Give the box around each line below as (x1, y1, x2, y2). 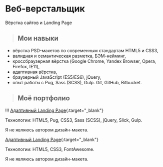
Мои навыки (17, 34, 58, 43)
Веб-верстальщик (5, 3, 85, 15)
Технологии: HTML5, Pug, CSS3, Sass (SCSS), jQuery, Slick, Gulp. (5, 117, 142, 123)
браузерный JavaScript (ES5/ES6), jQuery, (12, 74, 101, 80)
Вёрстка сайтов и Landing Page (5, 20, 72, 26)
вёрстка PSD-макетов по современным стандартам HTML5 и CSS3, (12, 47, 158, 53)
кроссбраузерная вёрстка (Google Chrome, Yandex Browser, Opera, (12, 58, 156, 64)
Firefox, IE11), (12, 63, 40, 69)
